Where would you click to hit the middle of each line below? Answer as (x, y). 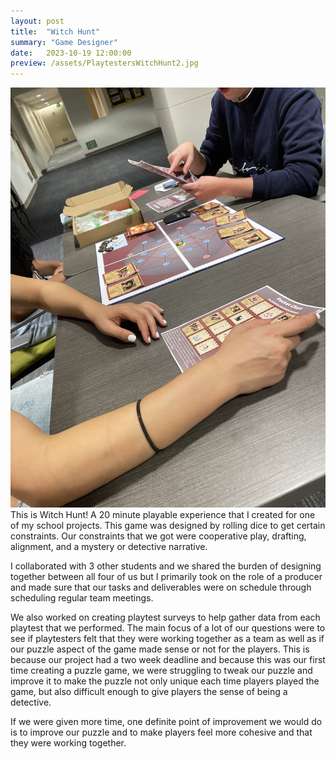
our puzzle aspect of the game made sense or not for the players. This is (160, 649)
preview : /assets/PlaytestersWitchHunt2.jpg (104, 63)
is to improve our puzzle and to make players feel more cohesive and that (161, 732)
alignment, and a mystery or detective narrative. (109, 547)
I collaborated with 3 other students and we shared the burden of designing (166, 566)
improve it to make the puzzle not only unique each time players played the (165, 681)
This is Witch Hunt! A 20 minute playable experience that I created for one (163, 515)
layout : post (37, 21)
